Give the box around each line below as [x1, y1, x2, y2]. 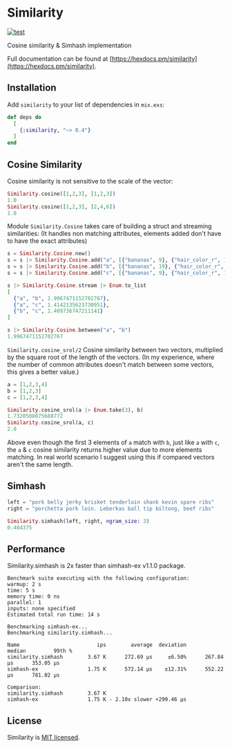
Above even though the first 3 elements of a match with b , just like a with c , [7, 438, 220, 447]
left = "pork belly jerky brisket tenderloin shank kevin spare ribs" [7, 498, 215, 506]
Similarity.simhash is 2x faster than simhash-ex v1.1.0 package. [7, 562, 186, 570]
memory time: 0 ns [7, 593, 60, 600]
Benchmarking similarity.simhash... [7, 630, 113, 637]
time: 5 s [7, 587, 36, 594]
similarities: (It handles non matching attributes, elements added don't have [7, 230, 222, 238]
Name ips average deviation [7, 641, 187, 648]
